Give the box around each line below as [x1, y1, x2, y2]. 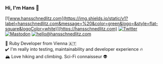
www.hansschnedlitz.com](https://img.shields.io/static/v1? [9, 16, 128, 21]
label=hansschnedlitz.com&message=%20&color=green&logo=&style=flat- [5, 21, 159, 26]
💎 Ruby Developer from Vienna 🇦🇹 [5, 41, 77, 46]
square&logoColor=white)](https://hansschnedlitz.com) [5, 26, 117, 32]
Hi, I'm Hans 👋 [5, 4, 39, 11]
